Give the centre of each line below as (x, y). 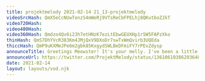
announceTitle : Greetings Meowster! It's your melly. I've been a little (102, 52)
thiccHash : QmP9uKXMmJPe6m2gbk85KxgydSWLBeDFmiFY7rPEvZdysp (85, 46)
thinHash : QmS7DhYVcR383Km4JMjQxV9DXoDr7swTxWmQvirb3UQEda (83, 40)
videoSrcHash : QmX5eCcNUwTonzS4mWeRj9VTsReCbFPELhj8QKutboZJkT (88, 18)
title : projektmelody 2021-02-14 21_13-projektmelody (76, 12)
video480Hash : (24, 29)
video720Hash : (24, 23)
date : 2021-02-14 (28, 63)
